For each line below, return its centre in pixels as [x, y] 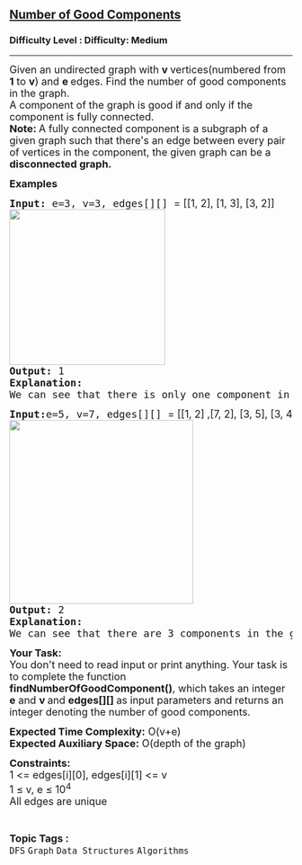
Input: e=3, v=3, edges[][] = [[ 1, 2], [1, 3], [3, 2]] [142, 203]
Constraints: [40, 763]
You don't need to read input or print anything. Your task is [149, 664]
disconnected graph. [61, 164]
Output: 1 [37, 370]
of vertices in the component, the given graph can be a [140, 152]
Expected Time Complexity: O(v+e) [95, 731]
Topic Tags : [39, 838]
